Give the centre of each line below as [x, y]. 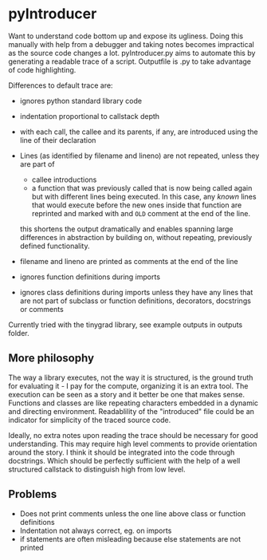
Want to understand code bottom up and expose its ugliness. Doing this [126, 36]
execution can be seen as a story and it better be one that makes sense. [127, 394]
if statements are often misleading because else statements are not [130, 538]
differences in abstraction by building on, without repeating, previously [136, 237]
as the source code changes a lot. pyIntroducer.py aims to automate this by [132, 53]
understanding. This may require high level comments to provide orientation [133, 444]
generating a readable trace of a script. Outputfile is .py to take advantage [130, 61]
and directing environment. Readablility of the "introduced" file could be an [132, 411]
